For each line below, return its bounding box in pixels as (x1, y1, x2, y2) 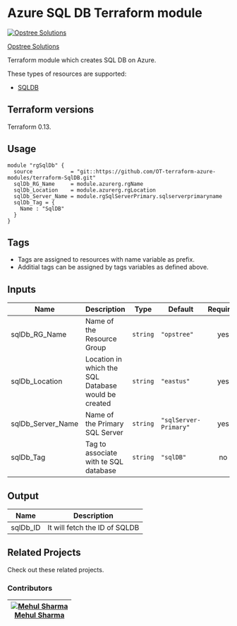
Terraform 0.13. (7, 122, 51, 131)
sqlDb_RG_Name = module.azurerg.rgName (13, 180, 143, 187)
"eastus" (161, 377, 190, 386)
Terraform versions (7, 104, 95, 116)
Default (168, 304, 194, 314)
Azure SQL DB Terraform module (7, 5, 202, 21)
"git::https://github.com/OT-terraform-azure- (76, 168, 217, 175)
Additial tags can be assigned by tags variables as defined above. (17, 263, 209, 272)
